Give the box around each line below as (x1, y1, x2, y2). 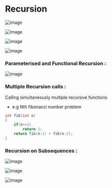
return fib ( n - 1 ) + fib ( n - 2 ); (14, 132, 73, 136)
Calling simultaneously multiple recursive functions (5, 94, 108, 100)
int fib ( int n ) (5, 113, 36, 118)
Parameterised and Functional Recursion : (5, 60, 106, 67)
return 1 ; (22, 127, 42, 132)
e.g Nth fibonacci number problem (12, 104, 82, 110)
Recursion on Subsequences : (5, 147, 77, 154)
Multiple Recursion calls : (5, 83, 66, 90)
